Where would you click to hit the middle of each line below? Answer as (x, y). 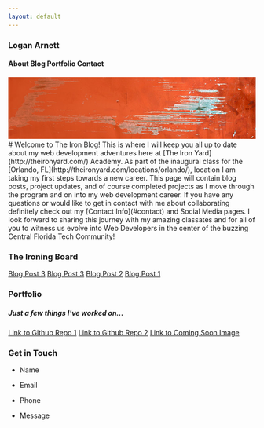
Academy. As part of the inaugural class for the (167, 161)
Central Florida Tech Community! (62, 236)
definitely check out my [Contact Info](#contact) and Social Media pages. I (129, 211)
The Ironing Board (43, 257)
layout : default (35, 16)
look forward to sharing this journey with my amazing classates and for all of (132, 219)
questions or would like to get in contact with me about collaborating (119, 203)
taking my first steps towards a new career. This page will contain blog (123, 177)
